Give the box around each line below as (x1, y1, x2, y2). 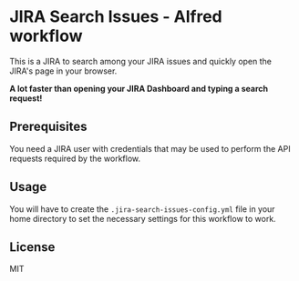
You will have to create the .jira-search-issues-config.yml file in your (9, 203, 275, 215)
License (9, 239, 56, 255)
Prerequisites (9, 119, 88, 135)
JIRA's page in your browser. (9, 65, 118, 76)
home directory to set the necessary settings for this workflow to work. (9, 213, 276, 224)
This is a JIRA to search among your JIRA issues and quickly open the (9, 55, 272, 66)
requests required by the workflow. (9, 153, 141, 164)
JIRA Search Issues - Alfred (9, 6, 223, 27)
